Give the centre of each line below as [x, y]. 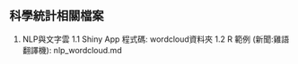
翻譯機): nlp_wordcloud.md [72, 50]
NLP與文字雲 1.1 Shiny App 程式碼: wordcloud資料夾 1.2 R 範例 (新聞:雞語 [156, 39]
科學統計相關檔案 [57, 16]
